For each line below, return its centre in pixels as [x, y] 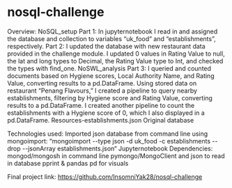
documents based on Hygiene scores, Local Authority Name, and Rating [111, 76]
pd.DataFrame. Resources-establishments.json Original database [101, 120]
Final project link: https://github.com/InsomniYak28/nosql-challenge [105, 177]
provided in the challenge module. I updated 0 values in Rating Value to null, [116, 54]
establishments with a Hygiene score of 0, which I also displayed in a [106, 113]
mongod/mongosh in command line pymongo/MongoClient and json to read [116, 156]
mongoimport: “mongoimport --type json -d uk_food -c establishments [109, 141]
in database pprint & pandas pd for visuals [68, 163]
